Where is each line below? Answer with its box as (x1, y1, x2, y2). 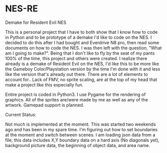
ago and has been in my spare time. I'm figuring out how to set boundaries (5, 126, 158, 132)
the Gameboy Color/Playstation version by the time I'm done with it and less (5, 66, 161, 72)
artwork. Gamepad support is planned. (5, 102, 84, 108)
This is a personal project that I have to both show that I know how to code (5, 29, 158, 35)
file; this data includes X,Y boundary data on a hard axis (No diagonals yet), (5, 137, 160, 143)
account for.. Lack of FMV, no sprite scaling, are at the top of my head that (5, 76, 158, 82)
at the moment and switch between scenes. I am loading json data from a (5, 132, 156, 138)
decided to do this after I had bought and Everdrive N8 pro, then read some (5, 39, 160, 45)
